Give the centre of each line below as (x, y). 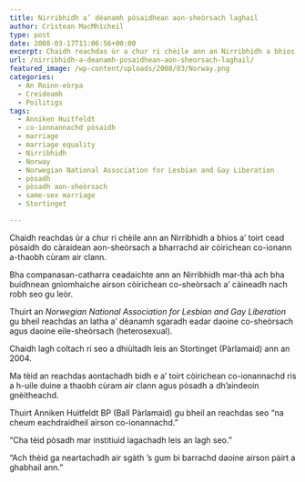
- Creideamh (41, 94)
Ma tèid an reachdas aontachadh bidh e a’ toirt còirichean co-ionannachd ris (153, 376)
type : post (30, 35)
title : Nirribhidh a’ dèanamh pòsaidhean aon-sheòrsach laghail (134, 18)
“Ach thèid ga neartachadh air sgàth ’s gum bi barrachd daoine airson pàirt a (152, 457)
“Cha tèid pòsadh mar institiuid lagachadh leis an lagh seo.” (121, 440)
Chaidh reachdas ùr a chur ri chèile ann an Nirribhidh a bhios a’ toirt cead (147, 237)
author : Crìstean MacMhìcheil (67, 26)
